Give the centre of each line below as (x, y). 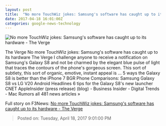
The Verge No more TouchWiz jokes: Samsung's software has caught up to (82, 52)
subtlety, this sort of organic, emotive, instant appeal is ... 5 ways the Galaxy (83, 73)
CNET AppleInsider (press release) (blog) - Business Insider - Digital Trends (82, 89)
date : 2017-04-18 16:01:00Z (34, 19)
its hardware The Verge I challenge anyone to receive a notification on (77, 58)
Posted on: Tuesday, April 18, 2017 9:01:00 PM (64, 118)
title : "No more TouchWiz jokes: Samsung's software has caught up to (80, 14)
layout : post (19, 10)
